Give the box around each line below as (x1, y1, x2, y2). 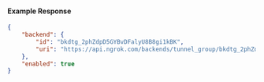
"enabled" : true (21, 59, 76, 68)
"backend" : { (21, 31, 65, 39)
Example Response (7, 6, 72, 16)
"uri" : (35, 45, 58, 53)
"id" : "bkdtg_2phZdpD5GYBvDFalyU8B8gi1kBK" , (35, 37, 184, 46)
